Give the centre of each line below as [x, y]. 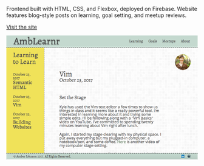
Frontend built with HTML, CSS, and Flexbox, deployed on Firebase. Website [102, 9]
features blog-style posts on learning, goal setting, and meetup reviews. [97, 15]
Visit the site [22, 27]
